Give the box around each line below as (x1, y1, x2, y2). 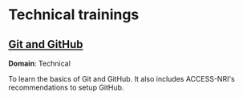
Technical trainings (8, 6, 140, 24)
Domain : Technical (8, 58, 71, 68)
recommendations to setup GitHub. (8, 82, 124, 92)
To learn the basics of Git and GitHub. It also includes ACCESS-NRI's (8, 74, 235, 83)
